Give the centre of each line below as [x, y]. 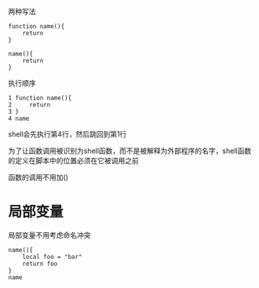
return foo [40, 264]
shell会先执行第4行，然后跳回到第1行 [67, 134]
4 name [19, 118]
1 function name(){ [40, 98]
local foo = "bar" [52, 257]
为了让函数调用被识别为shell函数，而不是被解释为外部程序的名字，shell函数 [130, 151]
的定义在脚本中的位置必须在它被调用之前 [73, 160]
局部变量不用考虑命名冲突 [49, 235]
